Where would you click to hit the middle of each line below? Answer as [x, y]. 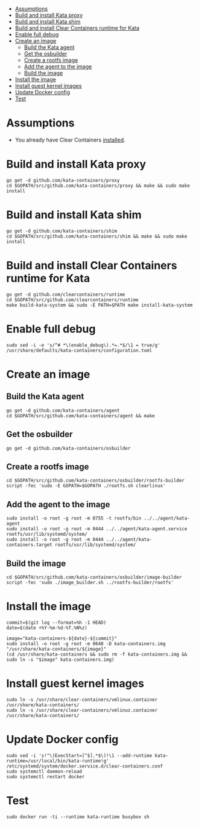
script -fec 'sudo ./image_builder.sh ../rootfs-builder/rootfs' [90, 582]
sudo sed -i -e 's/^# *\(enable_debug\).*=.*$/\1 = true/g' [84, 345]
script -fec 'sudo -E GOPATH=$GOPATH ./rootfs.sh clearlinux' [86, 486]
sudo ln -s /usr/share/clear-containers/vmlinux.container [82, 700]
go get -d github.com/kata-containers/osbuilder [68, 448]
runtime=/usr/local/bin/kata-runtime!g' [58, 761]
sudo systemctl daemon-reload [44, 771]
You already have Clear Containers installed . [70, 140]
